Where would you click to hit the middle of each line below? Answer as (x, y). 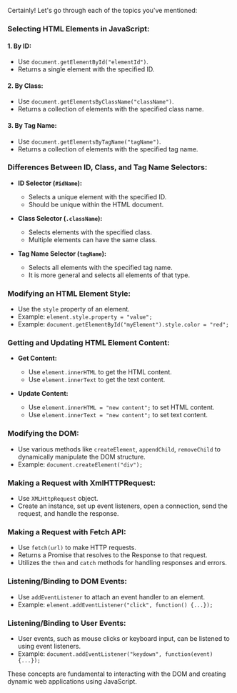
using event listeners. (49, 646)
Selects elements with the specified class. (90, 232)
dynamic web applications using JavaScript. (72, 681)
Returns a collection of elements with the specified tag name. (108, 149)
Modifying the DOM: (44, 434)
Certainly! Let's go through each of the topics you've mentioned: (102, 10)
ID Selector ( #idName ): (50, 183)
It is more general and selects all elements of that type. (109, 275)
